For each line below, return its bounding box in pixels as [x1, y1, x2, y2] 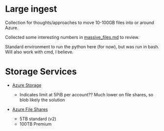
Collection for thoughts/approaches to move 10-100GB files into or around [5, 20, 154, 25]
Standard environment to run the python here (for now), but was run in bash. [5, 44, 160, 49]
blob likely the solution [19, 97, 65, 103]
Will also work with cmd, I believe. [5, 49, 73, 55]
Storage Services [5, 66, 77, 77]
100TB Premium [19, 121, 52, 127]
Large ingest [5, 3, 57, 15]
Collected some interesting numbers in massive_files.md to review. [5, 34, 140, 40]
